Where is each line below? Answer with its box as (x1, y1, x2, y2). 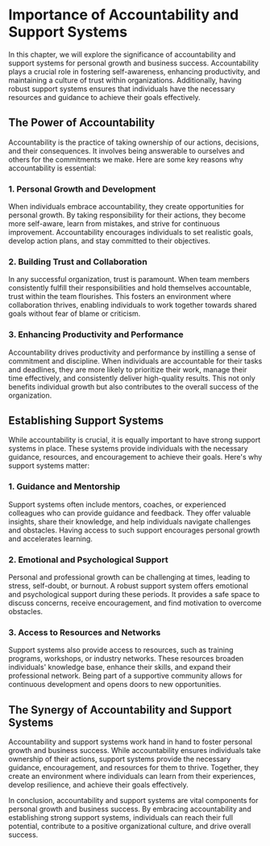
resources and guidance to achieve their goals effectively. (8, 92, 201, 102)
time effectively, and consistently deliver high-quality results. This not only (8, 373, 255, 383)
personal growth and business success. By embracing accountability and (8, 804, 251, 814)
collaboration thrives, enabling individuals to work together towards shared (8, 301, 257, 310)
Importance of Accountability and (8, 6, 239, 24)
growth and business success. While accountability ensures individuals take (8, 746, 261, 756)
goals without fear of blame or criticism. (8, 309, 141, 318)
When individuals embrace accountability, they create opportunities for (8, 202, 244, 212)
